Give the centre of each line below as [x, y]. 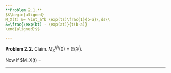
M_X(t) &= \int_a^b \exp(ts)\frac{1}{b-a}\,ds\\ [58, 19]
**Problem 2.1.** [24, 10]
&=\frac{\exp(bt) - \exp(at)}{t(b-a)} [46, 24]
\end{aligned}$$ [22, 29]
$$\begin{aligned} [25, 15]
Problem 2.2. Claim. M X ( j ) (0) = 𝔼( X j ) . [44, 49]
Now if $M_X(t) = [23, 60]
